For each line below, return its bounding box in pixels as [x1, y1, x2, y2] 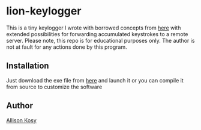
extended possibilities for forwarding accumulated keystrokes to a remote [6, 30, 188, 37]
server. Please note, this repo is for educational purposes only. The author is [6, 37, 195, 44]
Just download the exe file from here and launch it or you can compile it [6, 76, 184, 84]
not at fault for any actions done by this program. [6, 43, 127, 51]
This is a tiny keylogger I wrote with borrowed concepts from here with [6, 24, 181, 31]
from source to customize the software [6, 83, 103, 90]
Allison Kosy [6, 116, 37, 124]
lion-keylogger [6, 4, 82, 18]
